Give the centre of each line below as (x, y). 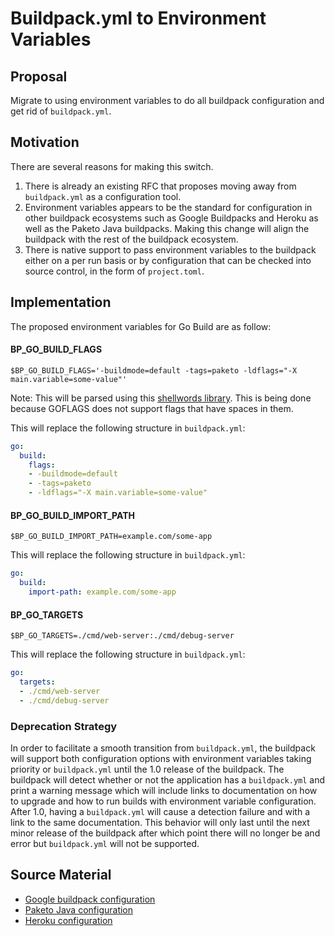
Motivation (45, 142)
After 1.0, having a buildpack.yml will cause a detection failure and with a (160, 811)
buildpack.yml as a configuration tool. (103, 196)
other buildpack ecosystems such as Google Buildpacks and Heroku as (171, 218)
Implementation (61, 302)
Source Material (61, 875)
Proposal (39, 76)
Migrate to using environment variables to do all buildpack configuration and (167, 100)
